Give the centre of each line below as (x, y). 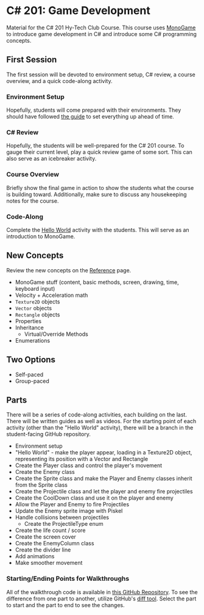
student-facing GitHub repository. (49, 434)
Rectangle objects (37, 315)
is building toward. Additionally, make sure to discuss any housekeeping (97, 194)
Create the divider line (43, 550)
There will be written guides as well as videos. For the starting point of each (101, 421)
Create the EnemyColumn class (55, 544)
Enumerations (33, 340)
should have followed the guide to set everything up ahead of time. (90, 117)
